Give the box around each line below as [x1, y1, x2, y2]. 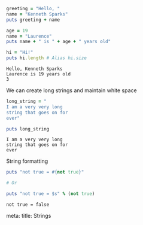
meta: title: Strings [6, 212, 51, 219]
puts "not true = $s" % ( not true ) [6, 191, 95, 197]
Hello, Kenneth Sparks [6, 66, 63, 72]
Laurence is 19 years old [6, 71, 71, 77]
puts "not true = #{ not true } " [6, 169, 84, 175]
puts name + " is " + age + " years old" [6, 39, 111, 45]
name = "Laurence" [6, 33, 52, 39]
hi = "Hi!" [6, 50, 34, 56]
